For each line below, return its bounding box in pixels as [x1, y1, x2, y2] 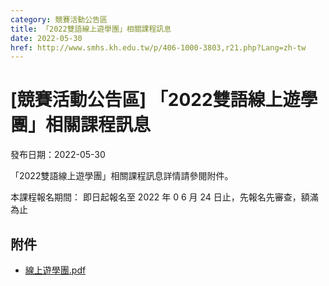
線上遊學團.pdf [24, 264, 87, 276]
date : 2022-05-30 [10, 33, 83, 43]
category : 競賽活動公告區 [10, 14, 108, 25]
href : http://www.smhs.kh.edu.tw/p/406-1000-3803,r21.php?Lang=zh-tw [10, 42, 307, 53]
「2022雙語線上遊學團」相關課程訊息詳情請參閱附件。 [10, 170, 234, 182]
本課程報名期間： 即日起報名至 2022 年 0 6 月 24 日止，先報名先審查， [10, 191, 302, 203]
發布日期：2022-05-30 [10, 149, 106, 161]
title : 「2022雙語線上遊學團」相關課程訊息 [10, 24, 172, 34]
